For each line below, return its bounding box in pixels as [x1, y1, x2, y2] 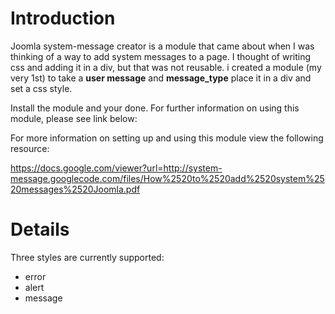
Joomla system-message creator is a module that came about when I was [10, 40, 315, 52]
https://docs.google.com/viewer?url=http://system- [10, 162, 223, 174]
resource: [10, 142, 50, 154]
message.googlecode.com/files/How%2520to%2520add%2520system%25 [10, 172, 325, 184]
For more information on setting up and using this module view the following [10, 132, 324, 144]
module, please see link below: [10, 112, 138, 124]
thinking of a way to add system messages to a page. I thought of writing [10, 50, 312, 62]
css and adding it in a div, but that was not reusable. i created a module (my [10, 61, 322, 73]
